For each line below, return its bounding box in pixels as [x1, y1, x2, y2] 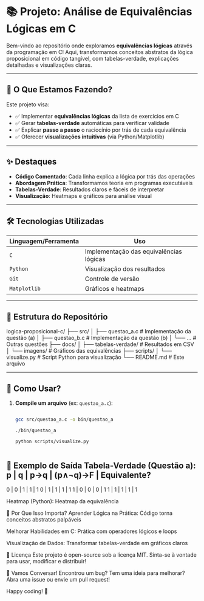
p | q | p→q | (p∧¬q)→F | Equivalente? [6, 470, 152, 480]
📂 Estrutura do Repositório [6, 311, 108, 322]
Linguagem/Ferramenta [9, 237, 80, 246]
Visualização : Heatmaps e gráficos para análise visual [15, 192, 152, 199]
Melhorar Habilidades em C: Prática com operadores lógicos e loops [6, 528, 177, 535]
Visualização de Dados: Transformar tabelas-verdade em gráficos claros [6, 540, 188, 547]
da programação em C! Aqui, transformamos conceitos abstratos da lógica [6, 48, 193, 55]
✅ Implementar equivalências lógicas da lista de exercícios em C [15, 112, 179, 120]
